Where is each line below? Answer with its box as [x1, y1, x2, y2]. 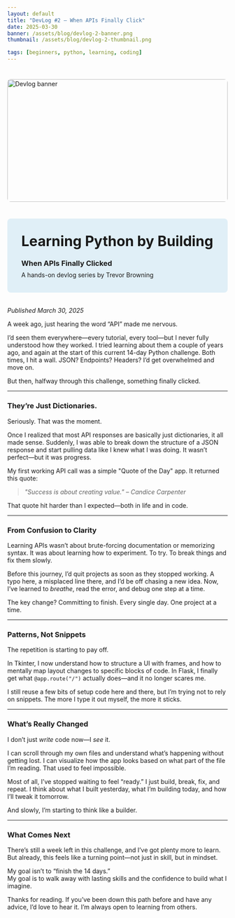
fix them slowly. [7, 556, 52, 565]
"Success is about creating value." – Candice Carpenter [24, 487, 187, 496]
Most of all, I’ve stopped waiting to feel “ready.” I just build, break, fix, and [7, 777, 220, 785]
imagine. [7, 882, 32, 890]
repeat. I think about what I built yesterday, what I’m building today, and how [7, 785, 227, 793]
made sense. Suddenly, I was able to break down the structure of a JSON [7, 438, 219, 446]
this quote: [7, 474, 38, 482]
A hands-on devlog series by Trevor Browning [21, 271, 154, 279]
